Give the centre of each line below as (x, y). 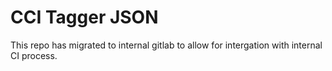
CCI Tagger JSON (84, 17)
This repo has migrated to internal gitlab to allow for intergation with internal (166, 45)
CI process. (34, 55)
